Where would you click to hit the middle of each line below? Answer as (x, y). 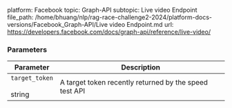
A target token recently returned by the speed (134, 83)
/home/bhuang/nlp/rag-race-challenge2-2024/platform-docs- (124, 17)
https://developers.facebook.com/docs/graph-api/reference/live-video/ (109, 32)
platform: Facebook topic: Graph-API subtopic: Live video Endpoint (103, 10)
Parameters (27, 50)
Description (141, 67)
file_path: (20, 17)
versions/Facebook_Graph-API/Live (58, 24)
